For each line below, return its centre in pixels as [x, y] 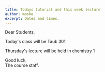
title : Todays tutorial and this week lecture [53, 9]
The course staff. [22, 65]
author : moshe [19, 14]
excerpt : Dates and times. [32, 18]
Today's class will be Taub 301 [35, 42]
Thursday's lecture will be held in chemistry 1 [50, 51]
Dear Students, [20, 32]
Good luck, [16, 60]
